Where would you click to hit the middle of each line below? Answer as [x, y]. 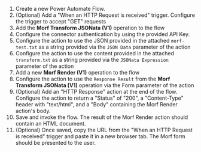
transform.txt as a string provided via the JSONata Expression [92, 60]
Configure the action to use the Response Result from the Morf [93, 79]
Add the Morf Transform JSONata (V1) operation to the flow [90, 28]
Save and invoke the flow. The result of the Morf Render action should [102, 117]
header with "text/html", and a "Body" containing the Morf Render [97, 104]
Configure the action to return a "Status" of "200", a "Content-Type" [100, 98]
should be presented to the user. [56, 143]
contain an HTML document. [51, 123]
